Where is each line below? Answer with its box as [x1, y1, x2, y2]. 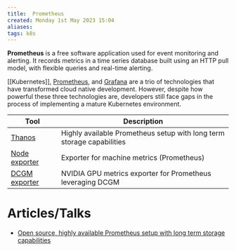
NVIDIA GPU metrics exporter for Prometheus [60, 169, 212, 179]
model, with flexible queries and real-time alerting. [7, 64, 153, 72]
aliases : [7, 23, 33, 30]
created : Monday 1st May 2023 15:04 [7, 17, 114, 24]
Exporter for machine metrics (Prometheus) [60, 153, 205, 163]
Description [123, 116, 164, 126]
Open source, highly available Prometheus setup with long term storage [17, 229, 225, 237]
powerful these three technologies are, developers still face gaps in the [7, 93, 214, 101]
